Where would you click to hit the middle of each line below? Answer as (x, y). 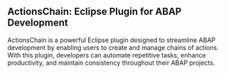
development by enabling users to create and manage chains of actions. (113, 47)
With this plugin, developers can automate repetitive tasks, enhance (107, 55)
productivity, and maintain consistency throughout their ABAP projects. (111, 63)
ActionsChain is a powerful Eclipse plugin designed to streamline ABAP (112, 40)
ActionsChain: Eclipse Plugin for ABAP (95, 12)
